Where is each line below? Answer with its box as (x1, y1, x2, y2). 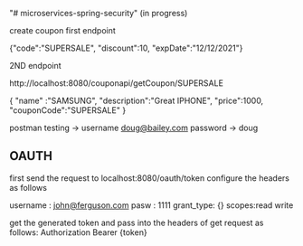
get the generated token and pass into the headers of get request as (9, 217, 264, 228)
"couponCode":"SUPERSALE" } (9, 105, 127, 116)
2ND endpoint (9, 61, 62, 71)
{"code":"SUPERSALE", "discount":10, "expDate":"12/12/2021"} (9, 43, 243, 53)
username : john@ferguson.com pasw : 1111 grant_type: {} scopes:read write (9, 199, 294, 211)
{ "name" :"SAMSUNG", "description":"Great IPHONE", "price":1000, (9, 95, 264, 106)
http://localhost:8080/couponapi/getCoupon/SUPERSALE (9, 78, 224, 89)
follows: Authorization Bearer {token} (9, 226, 147, 238)
